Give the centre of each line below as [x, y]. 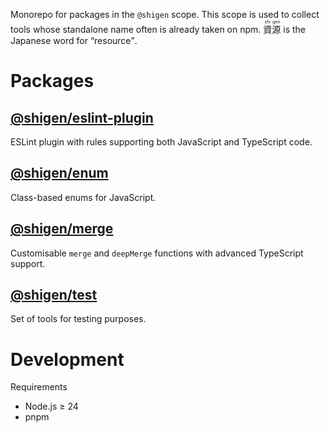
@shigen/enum [59, 173]
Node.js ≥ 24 [51, 406]
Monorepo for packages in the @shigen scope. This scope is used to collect [165, 14]
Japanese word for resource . [74, 40]
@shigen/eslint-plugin [82, 117]
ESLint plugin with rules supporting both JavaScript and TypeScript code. [161, 142]
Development [67, 359]
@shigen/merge [62, 229]
